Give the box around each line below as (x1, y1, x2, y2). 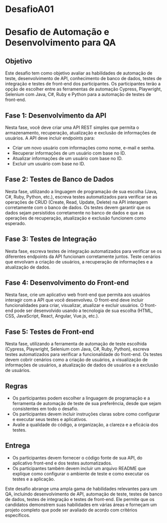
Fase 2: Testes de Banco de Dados (5, 175, 114, 183)
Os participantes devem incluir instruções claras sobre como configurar (12, 411, 161, 417)
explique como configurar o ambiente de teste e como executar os (12, 470, 150, 476)
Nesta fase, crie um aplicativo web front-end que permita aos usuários (5, 291, 151, 298)
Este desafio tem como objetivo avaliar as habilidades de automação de (5, 70, 153, 76)
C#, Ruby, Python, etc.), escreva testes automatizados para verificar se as (5, 193, 158, 199)
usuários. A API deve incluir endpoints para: (5, 135, 95, 141)
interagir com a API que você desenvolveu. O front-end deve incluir (5, 297, 144, 303)
